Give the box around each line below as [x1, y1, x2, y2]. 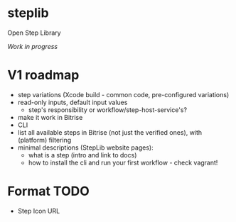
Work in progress [7, 42, 58, 50]
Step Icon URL [17, 206, 60, 215]
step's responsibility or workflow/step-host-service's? [28, 105, 187, 114]
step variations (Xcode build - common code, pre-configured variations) [17, 90, 230, 99]
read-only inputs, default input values [17, 98, 128, 106]
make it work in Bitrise [17, 113, 83, 121]
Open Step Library [7, 28, 62, 37]
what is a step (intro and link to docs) [28, 150, 137, 159]
